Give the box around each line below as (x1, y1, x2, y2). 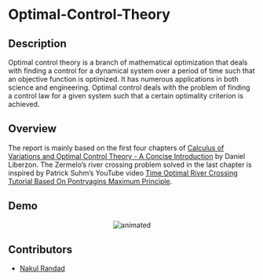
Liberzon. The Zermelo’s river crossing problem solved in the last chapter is (8, 160, 253, 169)
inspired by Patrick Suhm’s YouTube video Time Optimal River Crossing (8, 168, 238, 178)
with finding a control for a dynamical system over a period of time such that (8, 66, 255, 76)
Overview (8, 122, 57, 135)
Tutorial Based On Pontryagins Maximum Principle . (8, 176, 173, 186)
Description (8, 37, 67, 50)
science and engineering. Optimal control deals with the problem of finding (8, 83, 250, 92)
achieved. (8, 100, 40, 109)
